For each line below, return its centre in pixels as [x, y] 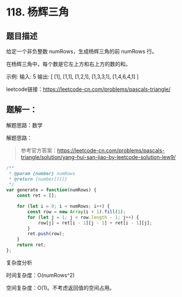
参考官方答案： [39, 150]
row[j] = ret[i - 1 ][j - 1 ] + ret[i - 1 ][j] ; [95, 223]
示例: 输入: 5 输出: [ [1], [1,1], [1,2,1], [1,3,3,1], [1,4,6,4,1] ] [73, 77]
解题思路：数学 [24, 125]
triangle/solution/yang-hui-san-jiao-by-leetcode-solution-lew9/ [98, 157]
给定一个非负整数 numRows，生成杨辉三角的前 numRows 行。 [82, 51]
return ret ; [31, 245]
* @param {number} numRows [42, 173]
